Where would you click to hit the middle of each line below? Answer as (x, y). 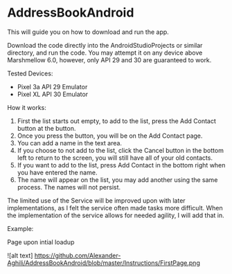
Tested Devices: (30, 73)
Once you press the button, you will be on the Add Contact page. (110, 136)
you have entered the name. (57, 172)
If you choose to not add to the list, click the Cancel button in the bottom (120, 150)
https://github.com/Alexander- (78, 255)
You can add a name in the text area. (70, 143)
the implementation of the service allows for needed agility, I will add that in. (116, 215)
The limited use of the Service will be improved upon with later (96, 200)
